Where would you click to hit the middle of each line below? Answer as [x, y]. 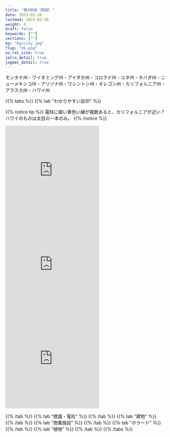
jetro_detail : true [26, 57]
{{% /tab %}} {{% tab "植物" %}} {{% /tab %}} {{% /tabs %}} [69, 429]
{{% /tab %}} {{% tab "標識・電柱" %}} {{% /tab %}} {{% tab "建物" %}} [81, 417]
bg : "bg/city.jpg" [25, 43]
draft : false [19, 29]
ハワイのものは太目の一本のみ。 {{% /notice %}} [56, 119]
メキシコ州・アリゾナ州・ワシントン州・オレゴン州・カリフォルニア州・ [90, 84]
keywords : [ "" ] [21, 34]
